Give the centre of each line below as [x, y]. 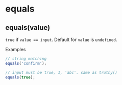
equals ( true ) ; [20, 77]
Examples [16, 49]
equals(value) [28, 28]
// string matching [26, 59]
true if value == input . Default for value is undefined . [61, 39]
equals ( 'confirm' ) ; [26, 63]
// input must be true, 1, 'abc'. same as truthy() [61, 72]
